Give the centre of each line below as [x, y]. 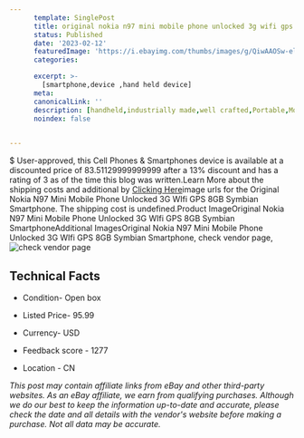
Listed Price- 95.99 [58, 315]
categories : [56, 60]
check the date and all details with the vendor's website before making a [146, 414]
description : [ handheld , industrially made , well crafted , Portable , [161, 110]
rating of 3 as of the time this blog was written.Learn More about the [137, 180]
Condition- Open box [62, 297]
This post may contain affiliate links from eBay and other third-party [137, 385]
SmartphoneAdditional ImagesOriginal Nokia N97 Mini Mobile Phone [137, 229]
